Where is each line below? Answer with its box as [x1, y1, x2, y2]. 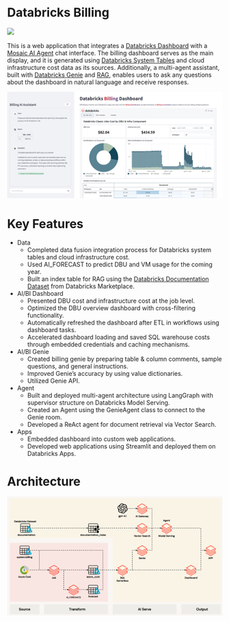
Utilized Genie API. [27, 377, 80, 385]
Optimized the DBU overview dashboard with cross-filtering [27, 304, 196, 312]
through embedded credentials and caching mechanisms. [27, 340, 190, 348]
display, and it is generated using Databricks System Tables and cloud [7, 56, 205, 64]
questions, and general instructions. [27, 362, 129, 370]
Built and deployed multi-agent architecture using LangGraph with [27, 392, 213, 400]
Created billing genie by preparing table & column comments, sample [27, 355, 222, 364]
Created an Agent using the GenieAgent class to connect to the [27, 406, 206, 414]
